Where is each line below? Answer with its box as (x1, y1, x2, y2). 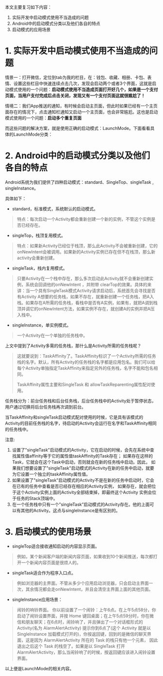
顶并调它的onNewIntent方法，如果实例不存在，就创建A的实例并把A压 (16, 306, 155, 312)
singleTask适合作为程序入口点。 (12, 570, 76, 576)
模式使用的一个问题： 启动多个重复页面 (5, 115, 81, 121)
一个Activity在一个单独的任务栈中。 (16, 332, 88, 338)
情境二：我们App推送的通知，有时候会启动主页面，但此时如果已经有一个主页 (5, 103, 158, 109)
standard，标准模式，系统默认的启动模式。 (12, 205, 98, 212)
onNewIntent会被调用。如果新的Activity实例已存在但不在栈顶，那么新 (16, 249, 156, 254)
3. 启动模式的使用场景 (5, 526, 92, 537)
